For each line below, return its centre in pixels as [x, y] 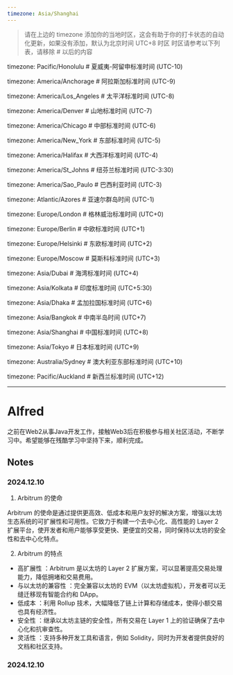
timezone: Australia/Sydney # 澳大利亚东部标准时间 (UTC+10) [95, 361]
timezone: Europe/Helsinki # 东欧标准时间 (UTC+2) [80, 243]
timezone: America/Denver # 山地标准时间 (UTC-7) [80, 110]
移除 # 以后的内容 [68, 51]
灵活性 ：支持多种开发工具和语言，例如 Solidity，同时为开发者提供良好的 [121, 638]
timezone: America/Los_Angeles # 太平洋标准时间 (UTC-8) [91, 96]
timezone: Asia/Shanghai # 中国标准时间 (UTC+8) [78, 332]
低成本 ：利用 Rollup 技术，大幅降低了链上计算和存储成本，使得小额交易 [120, 603]
